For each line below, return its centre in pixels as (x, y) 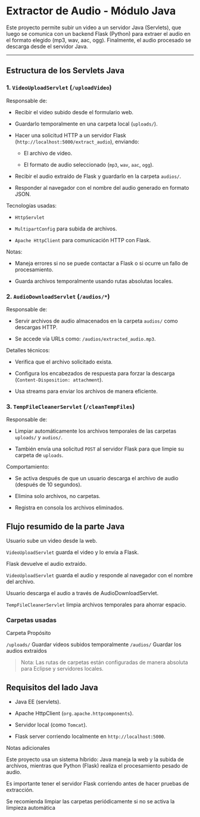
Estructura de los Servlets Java (65, 71)
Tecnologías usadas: (32, 205)
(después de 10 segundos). (48, 485)
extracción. (20, 790)
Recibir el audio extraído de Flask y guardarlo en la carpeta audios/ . (98, 176)
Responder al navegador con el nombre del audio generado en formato (102, 187)
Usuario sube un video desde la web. (52, 541)
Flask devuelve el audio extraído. (47, 564)
